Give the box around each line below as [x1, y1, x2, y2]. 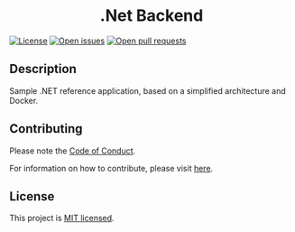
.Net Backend [99, 5, 204, 26]
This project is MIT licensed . [9, 213, 115, 224]
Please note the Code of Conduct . [9, 145, 136, 156]
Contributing [9, 121, 83, 136]
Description [9, 61, 77, 77]
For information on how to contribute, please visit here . [9, 162, 214, 173]
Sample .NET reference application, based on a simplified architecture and [9, 85, 286, 96]
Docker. [9, 95, 39, 106]
